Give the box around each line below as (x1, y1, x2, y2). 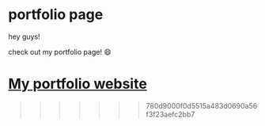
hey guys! (8, 32, 41, 41)
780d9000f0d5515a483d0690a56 (146, 101, 258, 110)
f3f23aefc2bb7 (146, 109, 195, 119)
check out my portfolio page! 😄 (8, 47, 112, 56)
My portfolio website (8, 75, 148, 93)
